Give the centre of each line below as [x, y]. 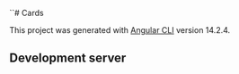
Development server [68, 58]
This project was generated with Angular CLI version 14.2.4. [120, 30]
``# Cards [27, 13]
